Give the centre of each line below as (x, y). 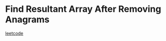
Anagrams (27, 20)
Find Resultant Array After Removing (83, 9)
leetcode (14, 33)
